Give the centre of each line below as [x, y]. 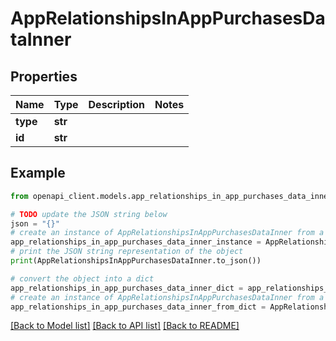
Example [38, 173]
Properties [44, 76]
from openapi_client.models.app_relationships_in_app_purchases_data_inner [171, 196]
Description [116, 104]
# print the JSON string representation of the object [127, 252]
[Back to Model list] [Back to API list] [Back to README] [125, 326]
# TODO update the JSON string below [89, 214]
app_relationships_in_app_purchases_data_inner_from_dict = [138, 307]
